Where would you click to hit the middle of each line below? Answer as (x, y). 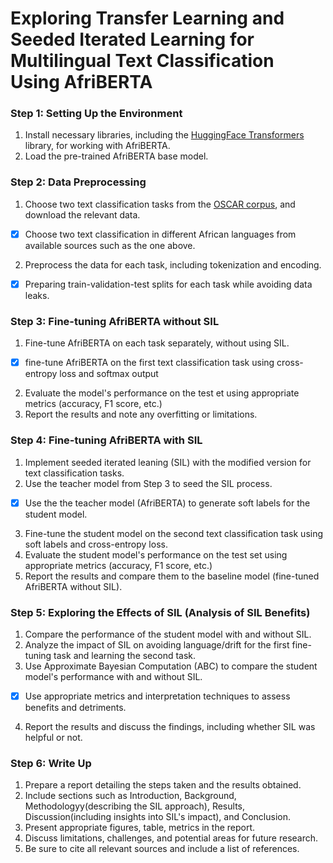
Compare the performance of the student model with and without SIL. (168, 634)
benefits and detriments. (75, 707)
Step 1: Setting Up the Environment (96, 114)
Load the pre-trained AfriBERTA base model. (116, 156)
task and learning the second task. (125, 655)
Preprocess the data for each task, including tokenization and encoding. (173, 264)
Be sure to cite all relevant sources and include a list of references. (162, 849)
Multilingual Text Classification (142, 61)
